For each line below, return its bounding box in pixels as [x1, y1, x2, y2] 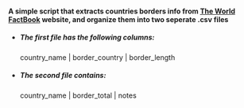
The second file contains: [19, 71, 107, 80]
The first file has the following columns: [19, 32, 155, 43]
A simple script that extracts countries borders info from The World [8, 6, 236, 16]
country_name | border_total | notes [19, 91, 137, 100]
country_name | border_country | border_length [19, 52, 176, 62]
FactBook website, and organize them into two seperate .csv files [8, 14, 229, 24]
